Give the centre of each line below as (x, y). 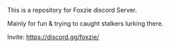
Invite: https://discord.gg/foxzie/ (53, 37)
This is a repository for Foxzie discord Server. (72, 10)
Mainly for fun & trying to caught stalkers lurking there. (85, 23)
